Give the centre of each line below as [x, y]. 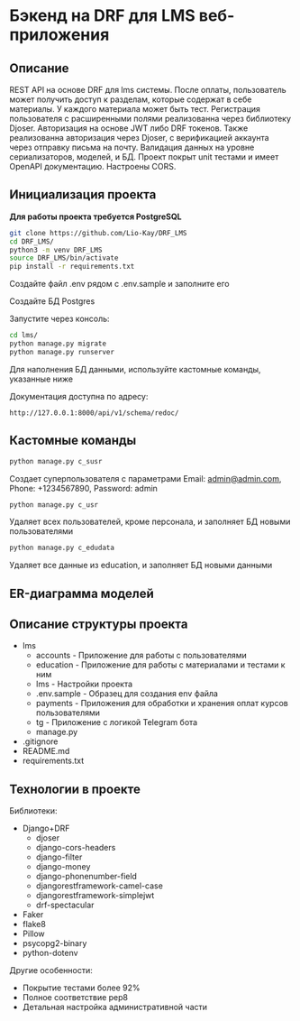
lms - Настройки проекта [84, 684]
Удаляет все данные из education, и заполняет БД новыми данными [141, 566]
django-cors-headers [76, 848]
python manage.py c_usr [54, 505]
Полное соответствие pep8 [75, 998]
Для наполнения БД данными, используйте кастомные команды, [135, 369]
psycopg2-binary [55, 943]
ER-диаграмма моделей [82, 593]
